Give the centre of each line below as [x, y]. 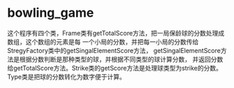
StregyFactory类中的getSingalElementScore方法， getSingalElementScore [114, 50]
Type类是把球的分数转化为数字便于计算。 [66, 76]
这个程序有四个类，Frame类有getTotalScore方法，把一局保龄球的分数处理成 [116, 33]
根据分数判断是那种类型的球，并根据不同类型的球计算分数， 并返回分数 [121, 59]
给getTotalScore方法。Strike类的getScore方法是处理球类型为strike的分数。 [115, 68]
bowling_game [51, 13]
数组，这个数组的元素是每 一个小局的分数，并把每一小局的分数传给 [103, 42]
